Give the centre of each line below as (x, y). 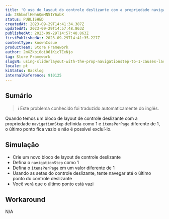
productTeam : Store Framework (37, 47)
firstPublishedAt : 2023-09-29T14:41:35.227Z (53, 38)
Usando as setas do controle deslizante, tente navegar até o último (82, 173)
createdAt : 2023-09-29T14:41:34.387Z (45, 24)
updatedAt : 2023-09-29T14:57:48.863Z (45, 29)
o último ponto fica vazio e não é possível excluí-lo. (58, 129)
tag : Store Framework (28, 57)
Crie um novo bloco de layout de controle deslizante (67, 157)
